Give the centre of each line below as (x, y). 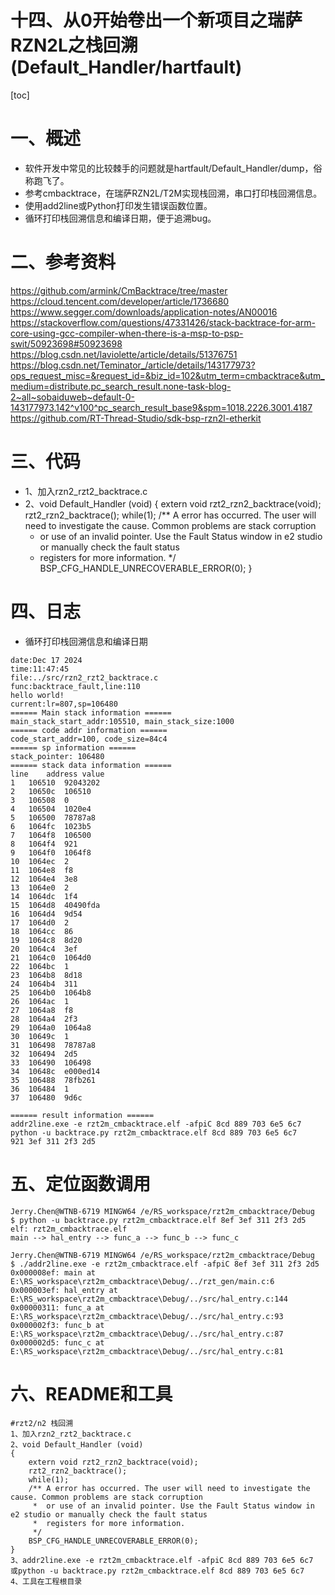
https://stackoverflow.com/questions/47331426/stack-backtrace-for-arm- (163, 322)
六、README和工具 (91, 1393)
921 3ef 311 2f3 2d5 (53, 1141)
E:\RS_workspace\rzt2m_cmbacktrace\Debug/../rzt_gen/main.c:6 (142, 1281)
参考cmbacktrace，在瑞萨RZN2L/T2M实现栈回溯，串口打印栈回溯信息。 (173, 193)
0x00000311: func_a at (57, 1307)
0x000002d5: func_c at (57, 1342)
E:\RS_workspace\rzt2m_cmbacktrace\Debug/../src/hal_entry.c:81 (147, 1351)
